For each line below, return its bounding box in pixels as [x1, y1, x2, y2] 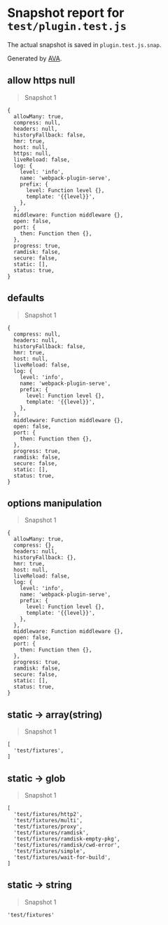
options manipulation [7, 497, 102, 509]
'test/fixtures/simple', [13, 848, 86, 855]
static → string [7, 879, 72, 891]
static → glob [7, 772, 66, 784]
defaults [7, 292, 45, 304]
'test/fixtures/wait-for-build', [13, 854, 111, 861]
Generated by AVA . [7, 54, 62, 63]
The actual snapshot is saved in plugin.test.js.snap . [7, 40, 162, 49]
